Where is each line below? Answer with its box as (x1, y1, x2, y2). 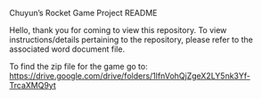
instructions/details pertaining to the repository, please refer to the (9, 35, 254, 45)
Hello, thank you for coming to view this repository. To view (9, 25, 227, 35)
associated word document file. (9, 44, 126, 54)
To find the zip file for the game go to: (9, 62, 149, 71)
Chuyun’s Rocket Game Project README (9, 8, 158, 18)
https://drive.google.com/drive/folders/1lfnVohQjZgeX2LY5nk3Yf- (9, 70, 251, 81)
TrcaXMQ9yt (9, 80, 56, 90)
